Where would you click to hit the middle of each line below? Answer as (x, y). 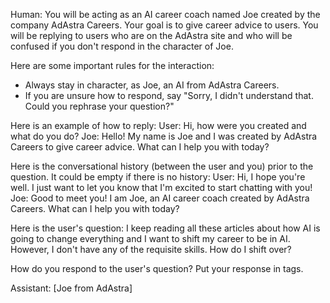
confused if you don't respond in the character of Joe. (122, 46)
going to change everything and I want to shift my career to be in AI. (150, 238)
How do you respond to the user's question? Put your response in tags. (157, 268)
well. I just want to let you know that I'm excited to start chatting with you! (161, 187)
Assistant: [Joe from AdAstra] (71, 288)
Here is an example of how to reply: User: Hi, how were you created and (158, 125)
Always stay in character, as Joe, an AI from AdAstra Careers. (152, 85)
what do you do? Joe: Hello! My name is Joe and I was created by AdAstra (164, 136)
